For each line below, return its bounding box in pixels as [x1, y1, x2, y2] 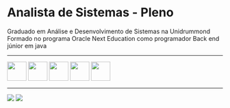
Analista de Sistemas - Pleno [7, 5, 174, 20]
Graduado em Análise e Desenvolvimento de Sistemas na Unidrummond [7, 27, 211, 35]
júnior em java [7, 41, 47, 50]
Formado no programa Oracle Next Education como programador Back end [7, 34, 220, 42]
